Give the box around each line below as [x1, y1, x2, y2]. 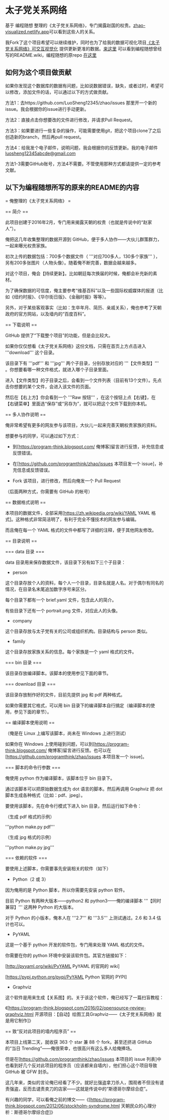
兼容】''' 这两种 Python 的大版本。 [5, 904, 76, 910]
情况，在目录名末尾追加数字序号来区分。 [5, 586, 89, 592]
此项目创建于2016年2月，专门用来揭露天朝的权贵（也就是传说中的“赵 [5, 219, 148, 225]
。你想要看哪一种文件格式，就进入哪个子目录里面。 [5, 366, 111, 372]
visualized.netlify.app [5, 28, 49, 34]
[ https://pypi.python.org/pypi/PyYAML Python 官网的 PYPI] [5, 974, 127, 980]
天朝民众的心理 [121, 1103, 152, 1109]
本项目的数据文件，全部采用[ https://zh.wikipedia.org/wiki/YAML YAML [5, 510, 150, 516]
